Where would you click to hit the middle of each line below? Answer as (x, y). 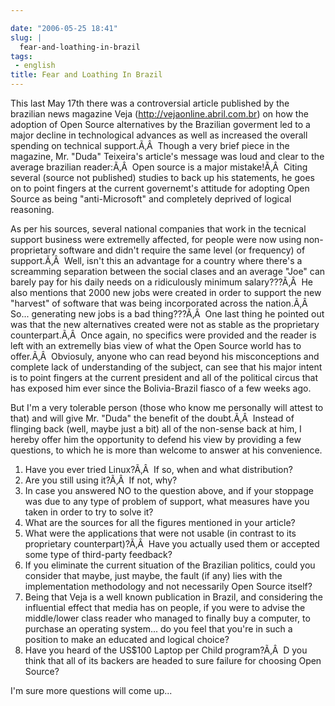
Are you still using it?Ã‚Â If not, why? (101, 480)
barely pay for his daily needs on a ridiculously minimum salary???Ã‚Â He (161, 282)
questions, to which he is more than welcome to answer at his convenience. (166, 450)
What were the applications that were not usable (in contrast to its (160, 533)
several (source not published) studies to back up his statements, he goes (162, 177)
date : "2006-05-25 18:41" (64, 28)
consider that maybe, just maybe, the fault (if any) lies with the (153, 575)
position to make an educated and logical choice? (127, 639)
